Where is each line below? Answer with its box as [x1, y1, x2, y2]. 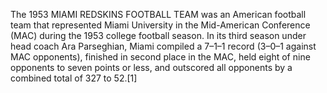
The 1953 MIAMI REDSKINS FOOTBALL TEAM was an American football [10, 9, 307, 20]
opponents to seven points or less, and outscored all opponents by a [10, 62, 293, 73]
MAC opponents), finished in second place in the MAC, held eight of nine [10, 51, 311, 63]
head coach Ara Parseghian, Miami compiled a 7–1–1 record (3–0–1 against [10, 40, 317, 52]
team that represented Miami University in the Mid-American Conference [10, 19, 311, 31]
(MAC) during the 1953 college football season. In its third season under [10, 30, 307, 41]
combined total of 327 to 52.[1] [10, 72, 138, 84]
